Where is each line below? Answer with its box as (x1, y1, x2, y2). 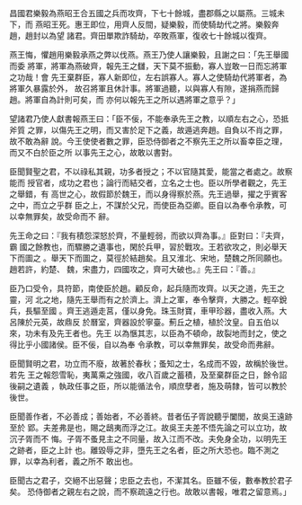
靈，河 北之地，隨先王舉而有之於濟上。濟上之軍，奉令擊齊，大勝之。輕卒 (9, 295, 280, 305)
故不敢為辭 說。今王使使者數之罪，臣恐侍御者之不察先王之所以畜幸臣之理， (9, 136, 288, 146)
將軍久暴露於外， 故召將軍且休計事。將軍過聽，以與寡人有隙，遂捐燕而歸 (9, 84, 280, 93)
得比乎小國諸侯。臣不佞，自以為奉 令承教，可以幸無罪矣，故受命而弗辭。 (9, 340, 280, 350)
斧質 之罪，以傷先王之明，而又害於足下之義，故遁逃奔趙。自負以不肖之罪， (9, 125, 288, 135)
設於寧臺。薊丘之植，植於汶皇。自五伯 (129, 317, 271, 327)
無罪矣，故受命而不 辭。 (24, 211, 114, 222)
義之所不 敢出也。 (71, 456, 138, 466)
